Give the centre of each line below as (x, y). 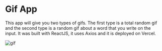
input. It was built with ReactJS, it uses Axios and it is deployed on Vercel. (81, 33)
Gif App (21, 9)
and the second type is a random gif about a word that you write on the (78, 28)
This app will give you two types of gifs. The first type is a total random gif (81, 23)
